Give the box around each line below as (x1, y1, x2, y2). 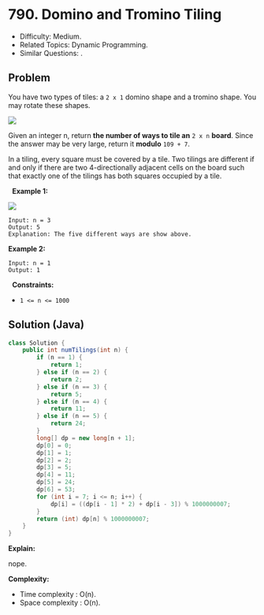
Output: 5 (8, 223, 41, 231)
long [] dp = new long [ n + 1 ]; (36, 434, 136, 442)
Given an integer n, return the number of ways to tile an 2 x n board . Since (8, 130, 254, 140)
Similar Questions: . (19, 48, 83, 58)
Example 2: (8, 244, 46, 253)
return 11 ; (50, 404, 87, 413)
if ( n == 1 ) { (36, 353, 83, 362)
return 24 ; (50, 419, 87, 427)
